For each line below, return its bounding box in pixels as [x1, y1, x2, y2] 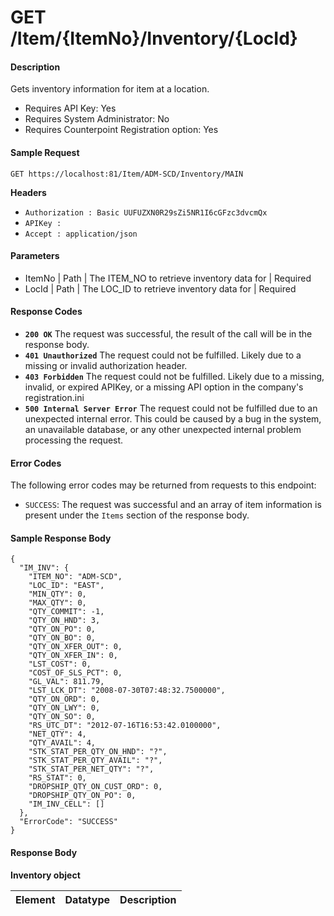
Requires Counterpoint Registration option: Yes [24, 124, 219, 136]
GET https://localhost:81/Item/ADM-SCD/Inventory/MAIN [10, 169, 244, 179]
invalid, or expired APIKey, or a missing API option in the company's [24, 381, 304, 393]
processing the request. [24, 434, 124, 446]
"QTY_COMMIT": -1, [28, 607, 105, 617]
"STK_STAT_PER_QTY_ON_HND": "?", [28, 747, 168, 757]
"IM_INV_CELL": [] [28, 799, 105, 810]
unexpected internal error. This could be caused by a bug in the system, [24, 413, 322, 425]
